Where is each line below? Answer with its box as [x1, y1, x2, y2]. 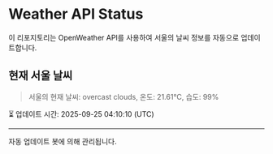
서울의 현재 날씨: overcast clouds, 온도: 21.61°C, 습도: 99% [28, 92, 219, 101]
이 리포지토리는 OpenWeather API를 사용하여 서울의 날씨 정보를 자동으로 [8, 32, 240, 42]
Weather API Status [8, 5, 144, 24]
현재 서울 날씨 [8, 69, 73, 83]
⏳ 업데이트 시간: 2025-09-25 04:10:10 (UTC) [8, 109, 154, 118]
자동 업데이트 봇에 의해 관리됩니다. [8, 136, 117, 146]
